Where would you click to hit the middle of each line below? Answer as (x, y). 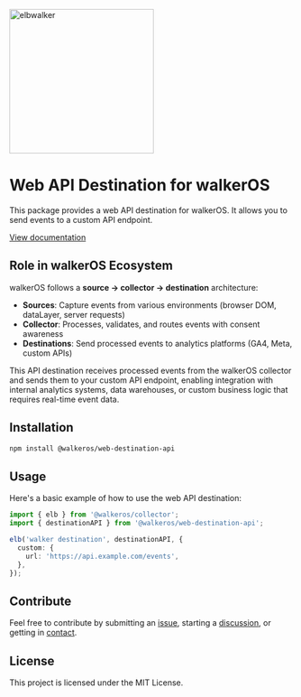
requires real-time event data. (64, 399)
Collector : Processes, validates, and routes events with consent (141, 324)
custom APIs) (47, 353)
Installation (41, 427)
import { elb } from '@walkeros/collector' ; (94, 515)
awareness (43, 333)
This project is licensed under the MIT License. (96, 683)
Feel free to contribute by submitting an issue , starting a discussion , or (141, 623)
